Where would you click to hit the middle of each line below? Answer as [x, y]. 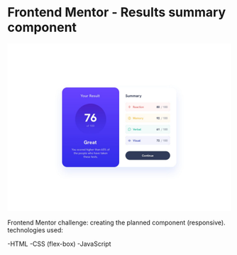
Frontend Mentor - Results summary [117, 12]
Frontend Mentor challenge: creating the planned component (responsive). [116, 222]
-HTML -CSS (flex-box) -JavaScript [59, 244]
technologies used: [35, 230]
